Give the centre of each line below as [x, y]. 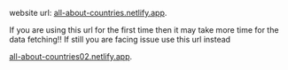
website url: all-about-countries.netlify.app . [88, 13]
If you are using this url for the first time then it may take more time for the [144, 30]
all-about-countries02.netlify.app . [71, 56]
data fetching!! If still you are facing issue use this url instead [120, 39]
